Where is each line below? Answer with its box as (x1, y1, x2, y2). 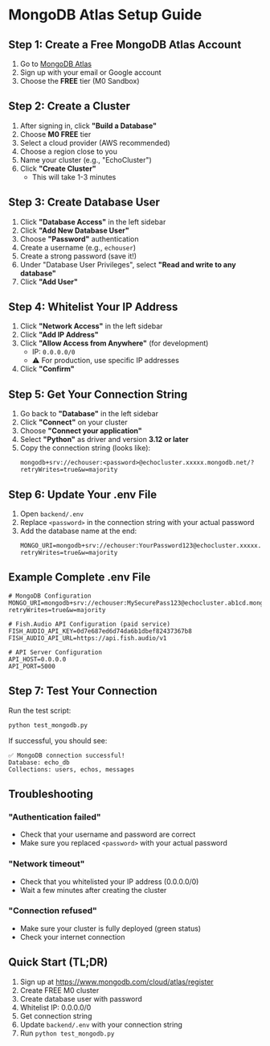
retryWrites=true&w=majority (19, 465, 118, 474)
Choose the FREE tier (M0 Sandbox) (19, 76, 140, 85)
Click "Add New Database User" (19, 225, 130, 235)
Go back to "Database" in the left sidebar (19, 409, 159, 419)
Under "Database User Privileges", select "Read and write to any (19, 259, 236, 269)
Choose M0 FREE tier (19, 129, 92, 139)
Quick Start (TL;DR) (8, 956, 108, 970)
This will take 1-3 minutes (31, 172, 117, 182)
